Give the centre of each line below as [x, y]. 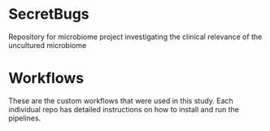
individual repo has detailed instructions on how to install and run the [124, 109]
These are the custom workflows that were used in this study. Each [121, 100]
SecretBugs [49, 14]
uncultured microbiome [48, 45]
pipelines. [25, 118]
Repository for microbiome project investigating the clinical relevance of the [135, 37]
